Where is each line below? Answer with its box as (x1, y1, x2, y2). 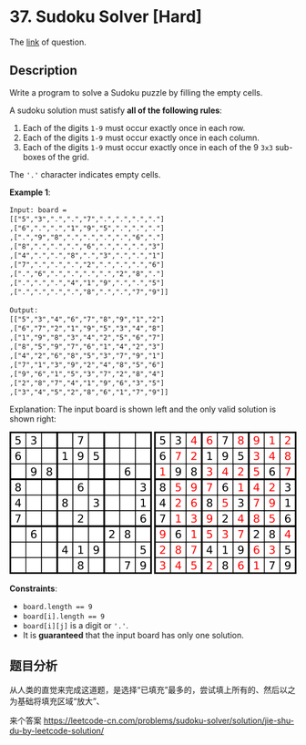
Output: (9, 305, 39, 315)
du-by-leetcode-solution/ (9, 725, 105, 736)
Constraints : (9, 583, 57, 594)
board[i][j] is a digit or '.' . (22, 619, 129, 630)
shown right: (9, 413, 56, 424)
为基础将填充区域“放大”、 (9, 695, 105, 707)
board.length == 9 (22, 602, 93, 611)
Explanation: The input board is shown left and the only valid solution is (9, 403, 276, 414)
